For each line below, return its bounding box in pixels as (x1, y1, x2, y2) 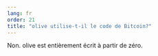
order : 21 (7, 16, 36, 23)
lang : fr (7, 10, 32, 17)
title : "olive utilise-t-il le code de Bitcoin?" (7, 23, 153, 29)
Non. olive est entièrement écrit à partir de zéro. (7, 42, 143, 50)
